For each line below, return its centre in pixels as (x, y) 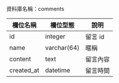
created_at (24, 70)
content (20, 59)
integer (55, 36)
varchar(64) (62, 48)
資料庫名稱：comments (35, 9)
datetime (58, 70)
